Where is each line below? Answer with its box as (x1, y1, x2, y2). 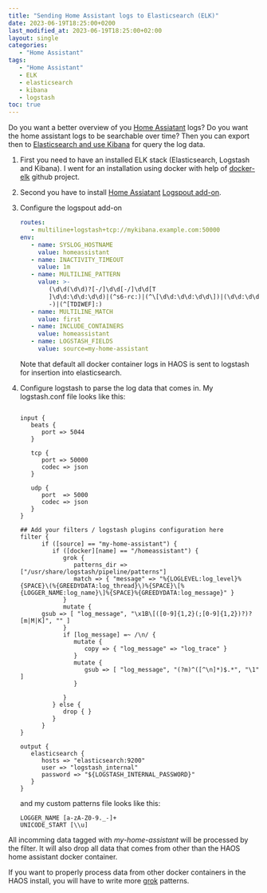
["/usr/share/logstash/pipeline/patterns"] (19, 568, 167, 576)
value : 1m (37, 263, 71, 272)
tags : (8, 57, 26, 65)
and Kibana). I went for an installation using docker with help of (19, 164, 228, 173)
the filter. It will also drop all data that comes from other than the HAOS (8, 843, 241, 853)
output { (19, 742, 49, 751)
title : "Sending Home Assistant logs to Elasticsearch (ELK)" (8, 11, 219, 20)
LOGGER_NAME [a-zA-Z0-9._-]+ (19, 814, 117, 822)
